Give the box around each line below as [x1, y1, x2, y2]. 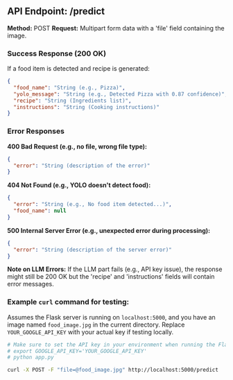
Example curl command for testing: [7, 297, 130, 307]
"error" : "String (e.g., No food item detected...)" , [13, 201, 172, 208]
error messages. [7, 280, 54, 288]
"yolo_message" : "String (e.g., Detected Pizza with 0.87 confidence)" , [13, 90, 228, 98]
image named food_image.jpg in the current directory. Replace [7, 320, 185, 329]
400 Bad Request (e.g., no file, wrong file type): [7, 142, 148, 150]
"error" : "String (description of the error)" [13, 162, 150, 169]
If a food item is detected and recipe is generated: [7, 64, 150, 73]
